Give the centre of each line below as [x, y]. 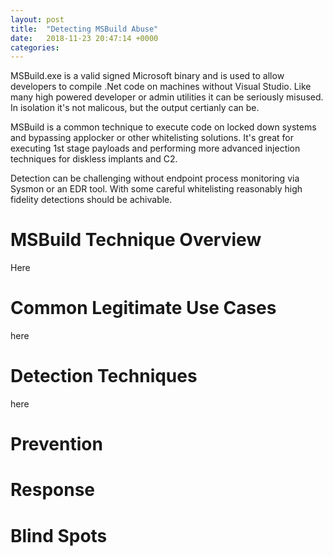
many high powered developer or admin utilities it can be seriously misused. [167, 97]
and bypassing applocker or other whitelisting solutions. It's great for [152, 138]
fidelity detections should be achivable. [91, 200]
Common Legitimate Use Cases [143, 308]
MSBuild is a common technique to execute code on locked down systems [163, 127]
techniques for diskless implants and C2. [94, 159]
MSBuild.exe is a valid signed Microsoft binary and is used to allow [147, 76]
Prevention [56, 444]
